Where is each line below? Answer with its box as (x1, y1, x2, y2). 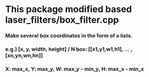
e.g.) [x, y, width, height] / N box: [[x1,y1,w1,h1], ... (5, 46, 130, 53)
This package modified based (5, 4, 132, 15)
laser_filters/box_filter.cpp (5, 14, 119, 26)
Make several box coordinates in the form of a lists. (5, 32, 133, 39)
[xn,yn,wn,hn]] (5, 52, 43, 59)
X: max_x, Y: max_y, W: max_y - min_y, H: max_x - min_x (5, 65, 144, 72)
